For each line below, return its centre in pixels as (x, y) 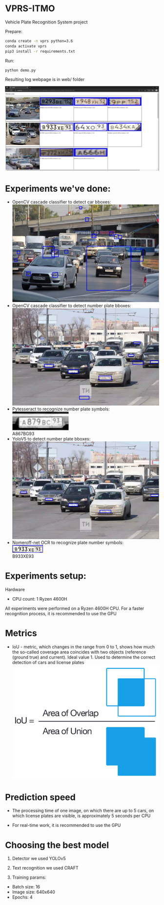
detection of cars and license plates (48, 662)
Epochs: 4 (22, 897)
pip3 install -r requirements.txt (40, 51)
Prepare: (14, 31)
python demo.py (20, 70)
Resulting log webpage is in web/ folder (45, 80)
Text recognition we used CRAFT (45, 868)
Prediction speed (40, 797)
